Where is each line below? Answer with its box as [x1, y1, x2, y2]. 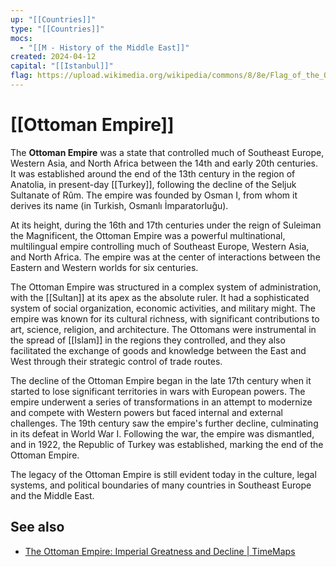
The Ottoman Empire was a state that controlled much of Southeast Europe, [10, 146, 325, 158]
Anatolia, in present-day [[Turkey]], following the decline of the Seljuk [10, 178, 297, 190]
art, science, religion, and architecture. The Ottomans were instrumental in [10, 323, 317, 335]
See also [10, 519, 65, 536]
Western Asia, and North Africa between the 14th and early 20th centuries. [10, 157, 319, 169]
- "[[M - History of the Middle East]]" [19, 42, 190, 53]
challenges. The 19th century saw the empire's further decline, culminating [10, 417, 319, 429]
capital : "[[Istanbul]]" [10, 61, 114, 71]
